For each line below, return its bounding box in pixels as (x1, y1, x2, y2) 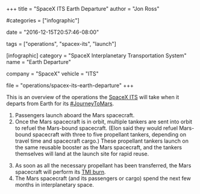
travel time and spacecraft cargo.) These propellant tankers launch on (14, 137, 189, 144)
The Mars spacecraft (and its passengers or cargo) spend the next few (14, 175, 191, 182)
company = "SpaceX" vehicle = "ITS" (6, 70, 99, 77)
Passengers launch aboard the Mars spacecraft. (14, 112, 135, 118)
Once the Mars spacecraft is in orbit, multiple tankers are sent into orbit (14, 118, 193, 125)
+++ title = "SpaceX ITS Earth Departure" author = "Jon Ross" (6, 5, 160, 12)
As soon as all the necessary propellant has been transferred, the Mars (14, 162, 192, 169)
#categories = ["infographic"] (6, 17, 80, 24)
